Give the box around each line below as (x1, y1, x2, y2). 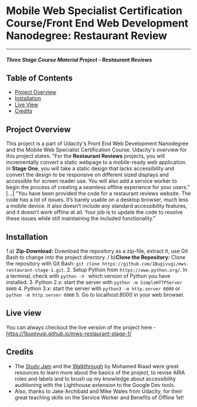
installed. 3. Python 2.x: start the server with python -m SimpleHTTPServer (6, 278, 183, 285)
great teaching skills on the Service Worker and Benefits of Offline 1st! (14, 393, 184, 401)
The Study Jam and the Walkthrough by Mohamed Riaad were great (14, 362, 179, 369)
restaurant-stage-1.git (6, 267, 64, 273)
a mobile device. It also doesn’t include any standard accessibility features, (6, 203, 188, 210)
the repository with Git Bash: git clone (6, 260, 100, 267)
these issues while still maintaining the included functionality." (6, 215, 156, 222)
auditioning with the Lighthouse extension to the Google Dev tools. (14, 381, 176, 388)
